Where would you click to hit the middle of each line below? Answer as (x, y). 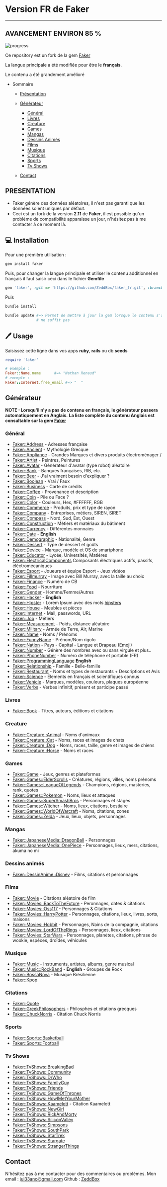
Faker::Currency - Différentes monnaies (53, 529)
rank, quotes (25, 790)
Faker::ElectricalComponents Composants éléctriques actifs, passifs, (83, 561)
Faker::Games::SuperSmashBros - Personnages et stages (71, 800)
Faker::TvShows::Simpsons (40, 1125)
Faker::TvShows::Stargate (39, 1141)
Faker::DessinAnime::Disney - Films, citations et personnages (75, 874)
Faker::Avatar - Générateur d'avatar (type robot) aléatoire (71, 465)
